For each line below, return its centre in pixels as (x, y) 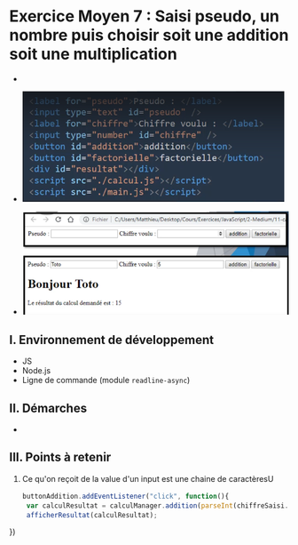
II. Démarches (48, 408)
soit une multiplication (93, 54)
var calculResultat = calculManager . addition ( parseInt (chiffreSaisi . (157, 505)
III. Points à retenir (60, 457)
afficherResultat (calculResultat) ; (92, 515)
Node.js (36, 371)
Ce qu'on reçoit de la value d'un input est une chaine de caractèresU (148, 478)
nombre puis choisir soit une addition (149, 35)
